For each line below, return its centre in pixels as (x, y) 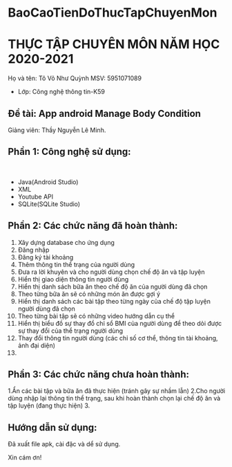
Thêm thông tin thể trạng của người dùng (76, 264)
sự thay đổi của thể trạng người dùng (70, 331)
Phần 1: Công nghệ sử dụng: (69, 152)
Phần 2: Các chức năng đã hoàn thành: (93, 226)
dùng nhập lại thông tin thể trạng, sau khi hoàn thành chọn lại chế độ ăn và (114, 399)
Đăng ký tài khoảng (46, 257)
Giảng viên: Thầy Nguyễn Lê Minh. (57, 130)
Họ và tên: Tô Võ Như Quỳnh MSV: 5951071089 (75, 78)
